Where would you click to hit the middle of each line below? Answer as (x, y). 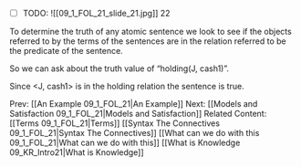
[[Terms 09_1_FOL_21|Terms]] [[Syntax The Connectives (115, 123)
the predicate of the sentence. (66, 51)
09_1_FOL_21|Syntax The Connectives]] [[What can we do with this (135, 133)
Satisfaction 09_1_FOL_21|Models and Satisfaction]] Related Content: (138, 114)
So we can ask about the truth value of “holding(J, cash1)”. (119, 68)
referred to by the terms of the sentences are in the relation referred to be (148, 41)
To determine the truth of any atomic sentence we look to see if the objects (150, 32)
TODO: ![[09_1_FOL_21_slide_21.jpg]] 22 (96, 13)
